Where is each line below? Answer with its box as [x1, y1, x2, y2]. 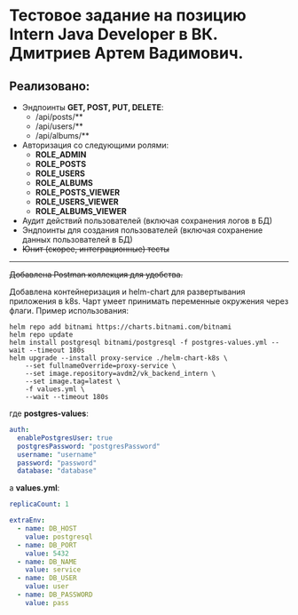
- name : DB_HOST [17, 524, 77, 533]
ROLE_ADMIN [35, 149, 87, 160]
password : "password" [17, 459, 98, 467]
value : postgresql [25, 532, 93, 541]
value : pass [25, 598, 69, 607]
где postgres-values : [9, 408, 89, 419]
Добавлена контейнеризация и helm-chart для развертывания [9, 286, 246, 297]
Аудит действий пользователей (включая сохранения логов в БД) [21, 215, 273, 226]
